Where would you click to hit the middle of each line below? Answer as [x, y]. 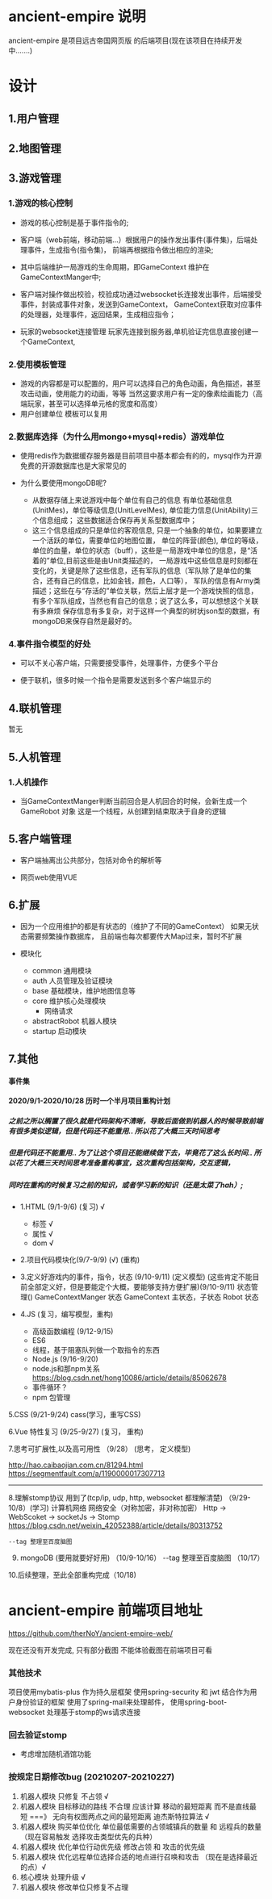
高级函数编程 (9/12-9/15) [73, 1331]
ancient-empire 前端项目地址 [106, 1610]
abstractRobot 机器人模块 [74, 1021]
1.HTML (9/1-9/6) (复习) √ [62, 1207]
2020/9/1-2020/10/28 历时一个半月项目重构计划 [90, 1101]
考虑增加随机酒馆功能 [55, 1754]
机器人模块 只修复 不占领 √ [64, 1796]
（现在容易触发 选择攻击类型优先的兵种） [88, 1836]
